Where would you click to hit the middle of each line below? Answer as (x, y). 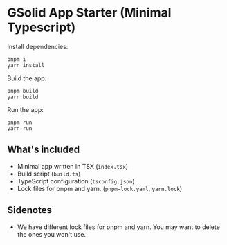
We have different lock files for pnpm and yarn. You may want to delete (118, 227)
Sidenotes (29, 210)
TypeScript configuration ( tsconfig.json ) (76, 181)
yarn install (26, 65)
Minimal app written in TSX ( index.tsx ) (73, 166)
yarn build (23, 97)
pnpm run (20, 122)
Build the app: (27, 78)
